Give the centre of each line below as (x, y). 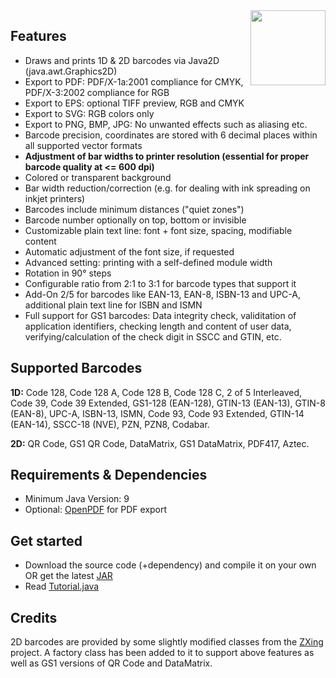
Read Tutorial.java (62, 586)
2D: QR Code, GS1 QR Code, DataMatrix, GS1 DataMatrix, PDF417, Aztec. (160, 443)
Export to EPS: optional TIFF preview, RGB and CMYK (134, 103)
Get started (46, 540)
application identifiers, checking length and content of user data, (158, 326)
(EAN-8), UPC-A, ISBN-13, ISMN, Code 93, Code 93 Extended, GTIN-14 (157, 413)
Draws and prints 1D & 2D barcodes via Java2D (122, 60)
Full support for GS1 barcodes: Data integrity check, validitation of (160, 315)
